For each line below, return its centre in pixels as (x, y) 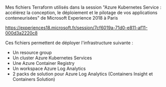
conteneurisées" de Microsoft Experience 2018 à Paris (62, 18)
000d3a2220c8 (21, 33)
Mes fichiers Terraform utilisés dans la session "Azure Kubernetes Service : (84, 7)
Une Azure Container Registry (44, 63)
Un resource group (32, 53)
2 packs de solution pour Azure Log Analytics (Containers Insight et (83, 74)
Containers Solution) (34, 79)
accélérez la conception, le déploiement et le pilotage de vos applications (81, 13)
